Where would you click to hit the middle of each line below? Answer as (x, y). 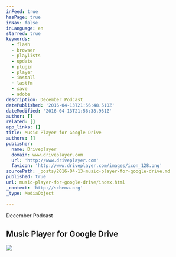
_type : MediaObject (30, 193)
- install (23, 78)
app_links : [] (24, 127)
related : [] (21, 122)
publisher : (19, 144)
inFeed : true (22, 12)
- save (19, 89)
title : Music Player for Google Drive (54, 133)
